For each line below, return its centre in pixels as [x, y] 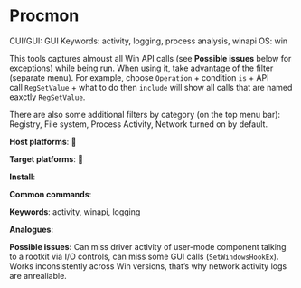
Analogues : [32, 229]
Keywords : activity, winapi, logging [75, 211]
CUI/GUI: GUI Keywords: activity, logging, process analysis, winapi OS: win [149, 41]
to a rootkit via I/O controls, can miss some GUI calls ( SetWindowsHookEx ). [144, 256]
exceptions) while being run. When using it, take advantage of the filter [141, 68]
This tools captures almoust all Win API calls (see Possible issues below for [150, 58]
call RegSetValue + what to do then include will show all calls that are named [151, 87]
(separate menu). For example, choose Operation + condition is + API [139, 77]
